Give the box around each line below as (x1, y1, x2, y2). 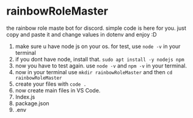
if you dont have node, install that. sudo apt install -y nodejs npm (15, 55, 184, 63)
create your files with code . (15, 80, 87, 88)
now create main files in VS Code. (15, 86, 101, 94)
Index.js (15, 93, 35, 100)
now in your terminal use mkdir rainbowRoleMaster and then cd (15, 68, 173, 75)
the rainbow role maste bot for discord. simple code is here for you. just (6, 24, 186, 32)
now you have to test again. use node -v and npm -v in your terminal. (15, 62, 188, 69)
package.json (15, 99, 50, 107)
